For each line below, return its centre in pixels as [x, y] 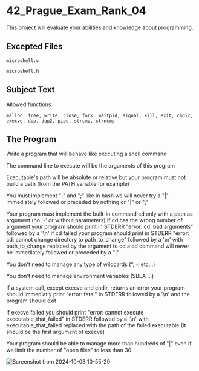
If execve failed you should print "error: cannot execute [75, 313]
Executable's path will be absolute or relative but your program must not [96, 177]
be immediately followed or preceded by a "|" [63, 253]
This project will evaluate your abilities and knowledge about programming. [100, 27]
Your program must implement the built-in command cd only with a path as [99, 214]
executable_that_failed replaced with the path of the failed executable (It [96, 325]
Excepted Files [34, 46]
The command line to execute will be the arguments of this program [91, 166]
